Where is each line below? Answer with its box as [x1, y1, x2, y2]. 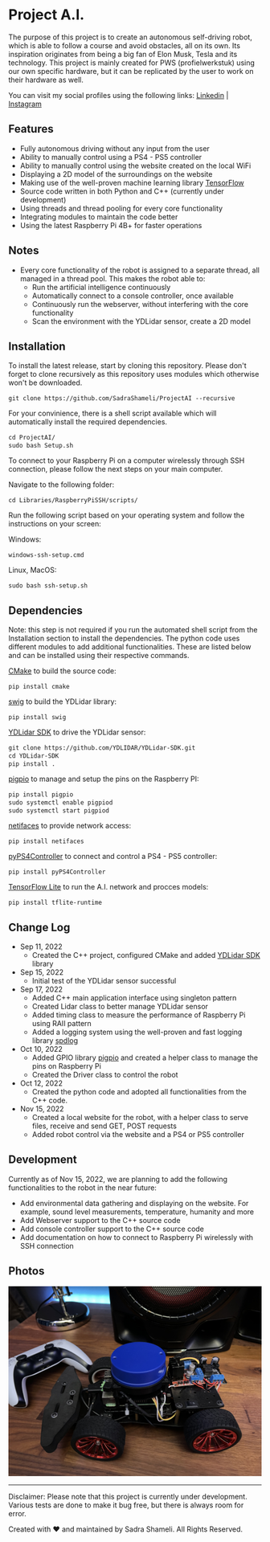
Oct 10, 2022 [19, 1045, 63, 1053]
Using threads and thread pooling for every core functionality [19, 203, 223, 213]
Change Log [8, 920, 71, 934]
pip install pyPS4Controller [8, 868, 106, 877]
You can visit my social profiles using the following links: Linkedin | [8, 90, 229, 100]
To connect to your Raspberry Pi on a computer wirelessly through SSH [8, 456, 245, 465]
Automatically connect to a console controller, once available [31, 291, 235, 301]
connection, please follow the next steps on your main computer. [8, 464, 223, 474]
